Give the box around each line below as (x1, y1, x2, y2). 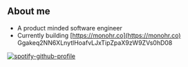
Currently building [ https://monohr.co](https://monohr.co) (17, 31, 181, 39)
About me (7, 6, 50, 17)
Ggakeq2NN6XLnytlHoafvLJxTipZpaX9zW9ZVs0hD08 (17, 38, 173, 47)
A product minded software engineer (17, 23, 122, 32)
